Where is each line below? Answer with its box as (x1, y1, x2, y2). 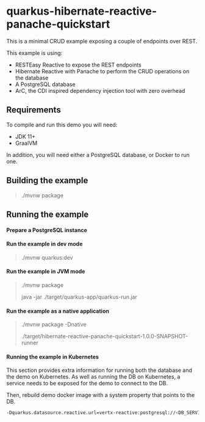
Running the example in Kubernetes (6, 353, 99, 360)
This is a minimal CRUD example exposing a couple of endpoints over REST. (6, 37, 198, 45)
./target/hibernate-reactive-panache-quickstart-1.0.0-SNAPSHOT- (21, 333, 188, 340)
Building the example (6, 175, 88, 186)
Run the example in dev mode (6, 240, 83, 248)
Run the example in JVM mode (6, 267, 85, 275)
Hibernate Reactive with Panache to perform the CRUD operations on (15, 67, 190, 75)
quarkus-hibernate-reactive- (6, 4, 157, 18)
